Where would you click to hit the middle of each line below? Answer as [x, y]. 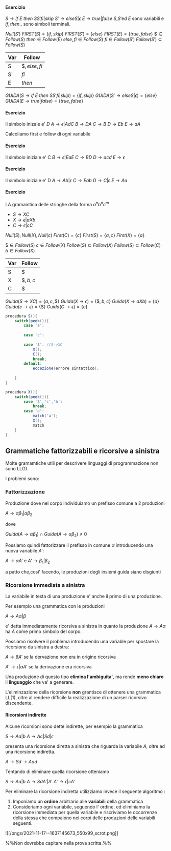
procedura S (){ [21, 316]
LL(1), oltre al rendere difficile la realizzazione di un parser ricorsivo [76, 698]
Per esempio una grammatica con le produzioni [55, 606]
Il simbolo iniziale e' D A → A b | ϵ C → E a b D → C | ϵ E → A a [66, 180]
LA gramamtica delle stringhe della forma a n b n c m [57, 204]
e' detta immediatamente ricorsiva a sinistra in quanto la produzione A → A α [86, 626]
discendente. [19, 703]
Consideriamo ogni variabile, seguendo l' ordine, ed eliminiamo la [81, 807]
